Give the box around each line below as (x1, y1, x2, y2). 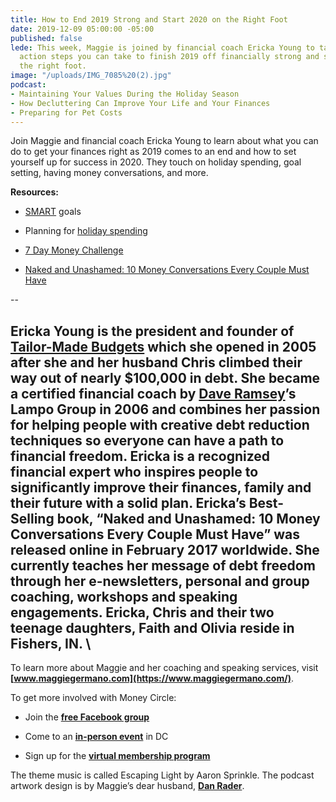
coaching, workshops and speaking (10, 588, 238, 605)
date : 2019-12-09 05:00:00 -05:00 (10, 24, 155, 34)
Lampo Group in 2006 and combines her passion (10, 401, 321, 418)
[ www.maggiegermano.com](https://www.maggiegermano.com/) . (10, 672, 294, 685)
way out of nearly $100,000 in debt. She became (10, 369, 321, 386)
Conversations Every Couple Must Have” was (10, 526, 301, 543)
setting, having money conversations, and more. (10, 167, 209, 179)
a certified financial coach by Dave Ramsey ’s (10, 385, 297, 402)
